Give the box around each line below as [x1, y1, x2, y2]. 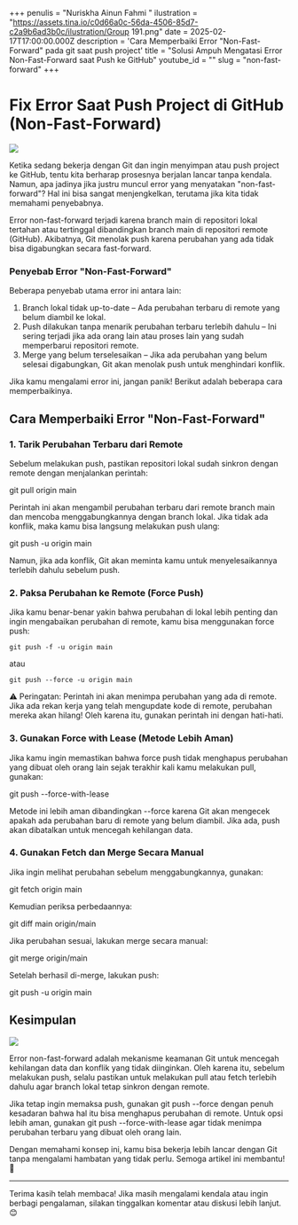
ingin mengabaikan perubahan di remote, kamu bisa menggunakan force [9, 616, 275, 627]
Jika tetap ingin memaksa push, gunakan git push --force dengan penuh [9, 1098, 274, 1109]
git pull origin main [9, 484, 77, 495]
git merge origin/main [9, 953, 88, 963]
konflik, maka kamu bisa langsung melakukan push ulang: [9, 521, 220, 531]
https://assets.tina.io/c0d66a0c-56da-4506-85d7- [12, 17, 199, 27]
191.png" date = [131, 27, 189, 36]
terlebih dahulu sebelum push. [9, 564, 121, 575]
